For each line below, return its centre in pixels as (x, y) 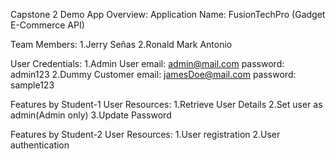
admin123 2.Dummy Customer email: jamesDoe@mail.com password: (153, 74)
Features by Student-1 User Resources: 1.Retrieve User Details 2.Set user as (166, 104)
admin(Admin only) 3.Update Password (91, 115)
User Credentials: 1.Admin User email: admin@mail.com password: (147, 63)
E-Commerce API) (47, 25)
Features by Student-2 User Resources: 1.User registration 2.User (145, 134)
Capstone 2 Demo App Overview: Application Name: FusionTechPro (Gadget (168, 14)
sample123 (32, 85)
